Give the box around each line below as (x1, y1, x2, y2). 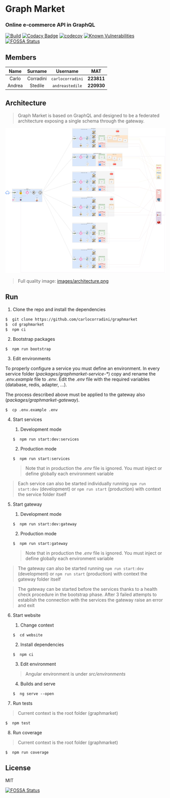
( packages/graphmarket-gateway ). (5, 396, 80, 403)
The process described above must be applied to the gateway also (5, 391, 145, 397)
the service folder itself (17, 491, 67, 497)
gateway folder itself (17, 576, 61, 582)
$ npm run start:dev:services (12, 437, 79, 442)
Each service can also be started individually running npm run (17, 480, 146, 486)
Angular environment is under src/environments (25, 670, 126, 677)
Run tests (12, 700, 33, 706)
